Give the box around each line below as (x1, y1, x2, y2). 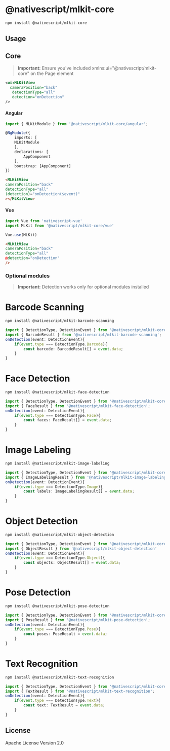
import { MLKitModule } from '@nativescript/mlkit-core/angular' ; (5, 121, 148, 126)
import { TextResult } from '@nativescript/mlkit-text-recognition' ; (5, 689, 155, 694)
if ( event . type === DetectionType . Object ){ (14, 555, 105, 561)
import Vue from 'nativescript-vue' (5, 218, 82, 224)
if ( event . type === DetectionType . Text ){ (14, 698, 101, 703)
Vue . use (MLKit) (5, 232, 37, 237)
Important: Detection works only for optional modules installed (17, 284, 149, 290)
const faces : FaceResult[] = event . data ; (23, 417, 112, 423)
